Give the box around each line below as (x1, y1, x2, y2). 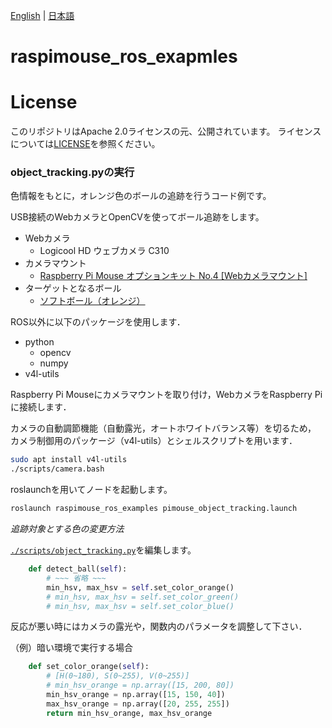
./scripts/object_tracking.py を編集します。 (10, 544, 197, 556)
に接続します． (10, 401, 72, 413)
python (24, 336, 55, 348)
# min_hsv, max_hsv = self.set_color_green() (46, 592, 240, 602)
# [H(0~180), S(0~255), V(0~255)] (46, 671, 190, 681)
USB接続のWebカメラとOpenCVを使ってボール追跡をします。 (10, 211, 265, 223)
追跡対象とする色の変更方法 (10, 523, 125, 535)
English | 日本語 (10, 10, 75, 21)
